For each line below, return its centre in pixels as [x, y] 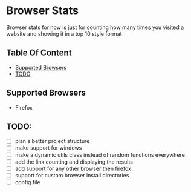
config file [28, 182]
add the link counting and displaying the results [74, 162]
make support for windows [48, 148]
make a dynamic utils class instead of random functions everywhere [100, 154]
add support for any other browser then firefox [73, 168]
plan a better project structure [52, 141]
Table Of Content [39, 53]
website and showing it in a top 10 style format [64, 33]
